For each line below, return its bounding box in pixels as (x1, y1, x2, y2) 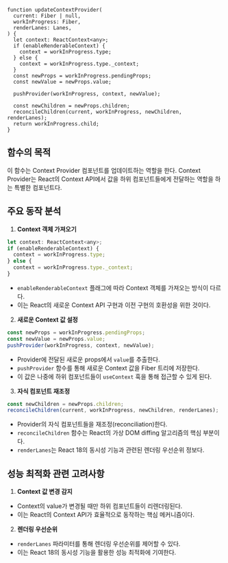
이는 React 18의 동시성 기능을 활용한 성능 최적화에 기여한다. (16, 549, 177, 557)
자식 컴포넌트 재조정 (16, 387, 71, 395)
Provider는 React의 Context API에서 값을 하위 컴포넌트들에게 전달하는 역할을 (7, 175, 214, 183)
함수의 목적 (7, 147, 51, 158)
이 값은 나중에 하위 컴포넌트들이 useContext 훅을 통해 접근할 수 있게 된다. (16, 372, 212, 381)
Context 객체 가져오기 (16, 225, 77, 233)
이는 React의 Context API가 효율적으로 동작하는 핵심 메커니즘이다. (16, 511, 195, 519)
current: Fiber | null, (13, 12, 81, 19)
